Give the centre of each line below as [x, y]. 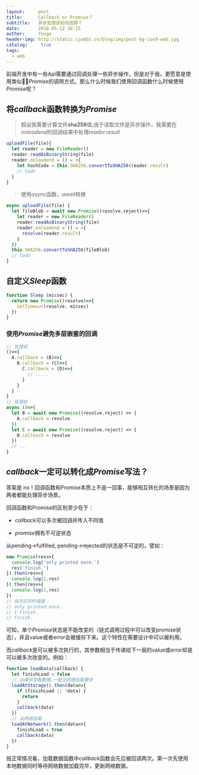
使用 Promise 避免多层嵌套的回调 [52, 334]
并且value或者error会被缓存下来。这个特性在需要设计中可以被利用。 [102, 637]
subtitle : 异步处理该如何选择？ [44, 23]
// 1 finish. [22, 612]
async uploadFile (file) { [38, 206]
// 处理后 [17, 402]
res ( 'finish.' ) [30, 568]
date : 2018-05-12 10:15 [44, 28]
